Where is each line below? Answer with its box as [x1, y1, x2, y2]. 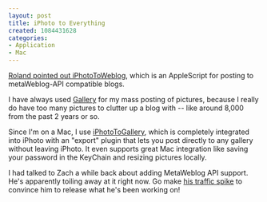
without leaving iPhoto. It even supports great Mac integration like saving [8, 145, 249, 153]
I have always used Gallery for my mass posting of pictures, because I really [8, 95, 259, 104]
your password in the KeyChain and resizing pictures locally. [8, 152, 207, 162]
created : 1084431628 [8, 26, 78, 34]
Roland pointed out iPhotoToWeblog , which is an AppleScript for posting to [8, 71, 254, 80]
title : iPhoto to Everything [8, 19, 106, 27]
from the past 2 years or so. [8, 112, 100, 121]
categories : [8, 34, 48, 42]
